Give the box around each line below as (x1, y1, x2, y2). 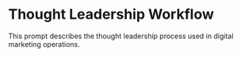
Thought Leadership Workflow (8, 5, 214, 23)
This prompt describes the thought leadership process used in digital (8, 31, 234, 41)
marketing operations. (8, 39, 81, 48)
